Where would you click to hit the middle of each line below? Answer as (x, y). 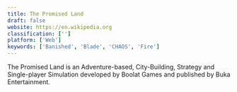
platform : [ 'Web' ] (34, 40)
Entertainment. (29, 82)
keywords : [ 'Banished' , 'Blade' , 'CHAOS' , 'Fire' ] (83, 47)
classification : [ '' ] (39, 34)
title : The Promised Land (45, 14)
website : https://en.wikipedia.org (60, 27)
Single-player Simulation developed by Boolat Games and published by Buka (119, 74)
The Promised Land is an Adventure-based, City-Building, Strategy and (111, 67)
